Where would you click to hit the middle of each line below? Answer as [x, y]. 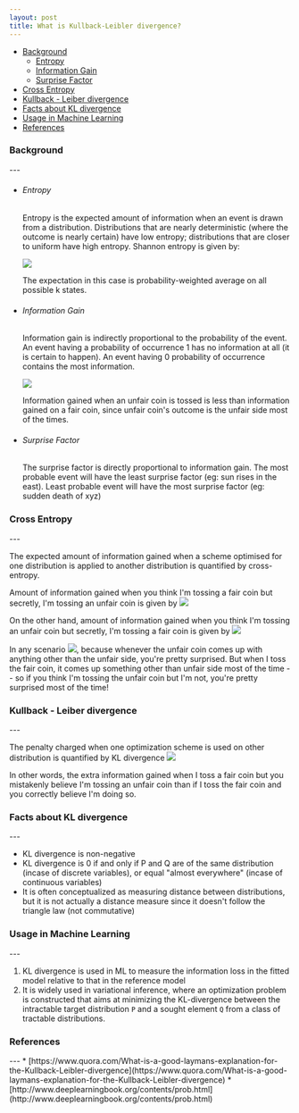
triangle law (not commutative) [79, 911]
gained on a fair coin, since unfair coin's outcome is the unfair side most [155, 410]
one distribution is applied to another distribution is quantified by [128, 565]
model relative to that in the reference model [104, 980]
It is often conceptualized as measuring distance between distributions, [154, 892]
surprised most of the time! [59, 687]
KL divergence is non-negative [79, 854]
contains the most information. [79, 366]
